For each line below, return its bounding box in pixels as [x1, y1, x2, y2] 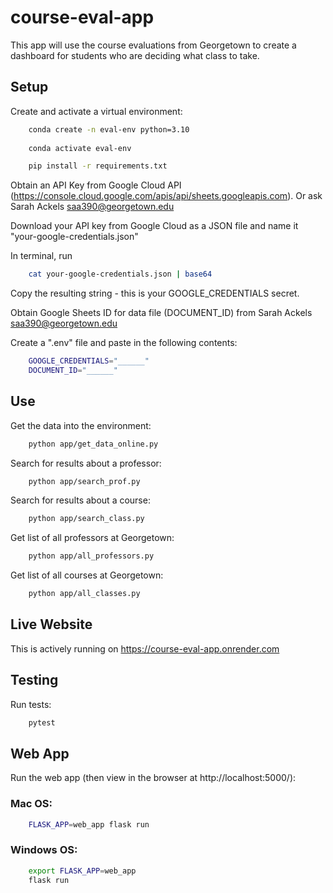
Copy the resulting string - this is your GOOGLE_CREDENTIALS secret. [10, 287, 300, 300]
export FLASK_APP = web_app [28, 866, 137, 876]
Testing [10, 672, 59, 689]
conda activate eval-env [28, 143, 132, 153]
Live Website [10, 616, 93, 633]
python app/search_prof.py [28, 476, 141, 486]
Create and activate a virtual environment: [10, 105, 183, 117]
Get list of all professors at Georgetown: [10, 532, 175, 544]
